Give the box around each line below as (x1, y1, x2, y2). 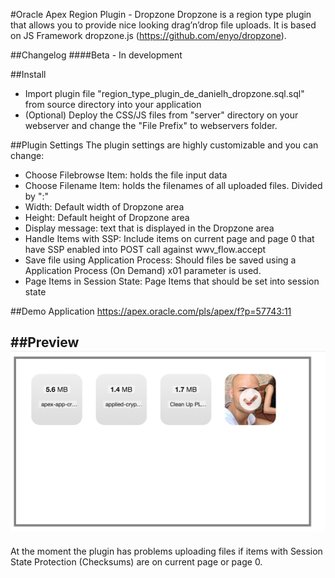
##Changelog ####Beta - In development (10, 49, 183, 61)
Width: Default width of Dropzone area (24, 201, 185, 213)
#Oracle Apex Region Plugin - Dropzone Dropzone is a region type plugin (10, 9, 312, 20)
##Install (10, 69, 47, 80)
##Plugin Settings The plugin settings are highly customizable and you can (10, 139, 319, 151)
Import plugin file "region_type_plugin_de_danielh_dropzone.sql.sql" (24, 88, 305, 99)
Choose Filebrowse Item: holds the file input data (24, 169, 228, 181)
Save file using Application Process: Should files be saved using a (24, 254, 297, 266)
